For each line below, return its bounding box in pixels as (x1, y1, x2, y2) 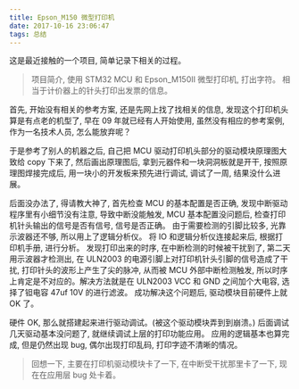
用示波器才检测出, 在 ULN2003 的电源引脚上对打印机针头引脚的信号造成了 (9, 253, 281, 264)
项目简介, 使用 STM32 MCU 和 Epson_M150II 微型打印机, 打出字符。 (30, 74, 281, 85)
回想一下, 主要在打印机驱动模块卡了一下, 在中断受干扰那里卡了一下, (30, 359, 278, 369)
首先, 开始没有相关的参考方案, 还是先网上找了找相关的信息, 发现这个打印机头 (9, 104, 288, 115)
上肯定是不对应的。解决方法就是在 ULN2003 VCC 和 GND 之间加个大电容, (9, 276, 280, 286)
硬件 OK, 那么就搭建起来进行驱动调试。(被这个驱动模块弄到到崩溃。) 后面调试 (9, 318, 290, 328)
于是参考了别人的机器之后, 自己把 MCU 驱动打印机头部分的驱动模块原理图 (9, 145, 279, 156)
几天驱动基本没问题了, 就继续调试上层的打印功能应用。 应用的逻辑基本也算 (9, 328, 282, 339)
